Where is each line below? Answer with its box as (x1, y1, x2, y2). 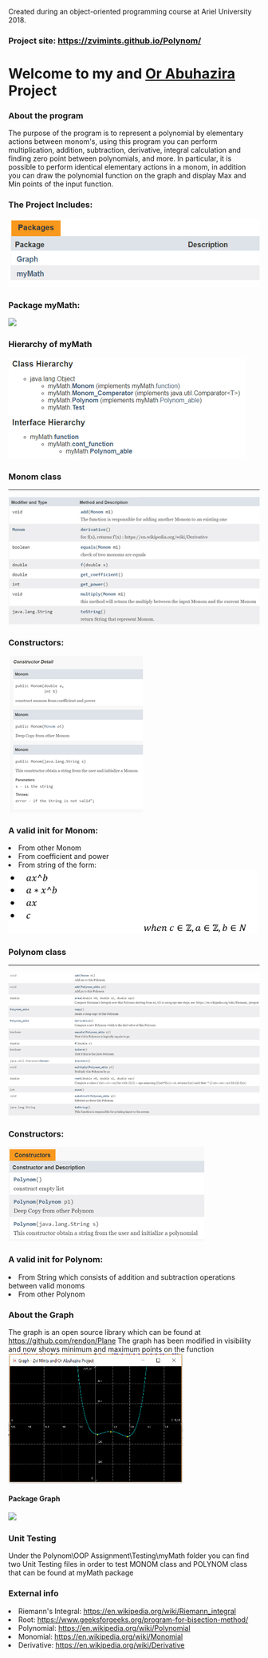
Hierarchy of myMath (8, 339, 93, 350)
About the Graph (8, 1309, 74, 1320)
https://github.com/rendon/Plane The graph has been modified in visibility (8, 1336, 251, 1345)
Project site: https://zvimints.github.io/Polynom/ (8, 35, 202, 46)
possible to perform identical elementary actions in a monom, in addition (8, 162, 246, 172)
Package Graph (8, 1494, 61, 1504)
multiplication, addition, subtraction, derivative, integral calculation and (8, 146, 242, 155)
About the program (8, 110, 84, 122)
